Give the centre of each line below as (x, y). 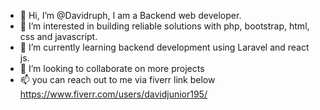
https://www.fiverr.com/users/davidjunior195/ (113, 94)
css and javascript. (58, 36)
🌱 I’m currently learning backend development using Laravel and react (164, 47)
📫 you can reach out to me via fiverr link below (117, 79)
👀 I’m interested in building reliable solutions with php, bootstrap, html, (164, 26)
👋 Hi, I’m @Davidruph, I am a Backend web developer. (130, 15)
